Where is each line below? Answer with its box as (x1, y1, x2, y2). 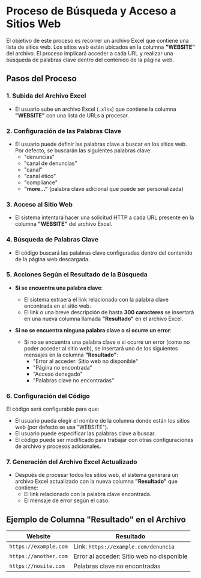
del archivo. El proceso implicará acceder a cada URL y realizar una (6, 49, 173, 57)
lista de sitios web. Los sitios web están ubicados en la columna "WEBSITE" (6, 43, 196, 51)
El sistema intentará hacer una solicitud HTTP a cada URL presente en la (14, 214, 194, 221)
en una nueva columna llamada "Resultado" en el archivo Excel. (23, 315, 184, 322)
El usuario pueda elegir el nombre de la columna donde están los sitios (14, 417, 190, 424)
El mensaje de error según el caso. (23, 497, 110, 504)
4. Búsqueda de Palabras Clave (6, 235, 99, 244)
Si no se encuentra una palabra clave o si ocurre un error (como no (23, 338, 190, 346)
